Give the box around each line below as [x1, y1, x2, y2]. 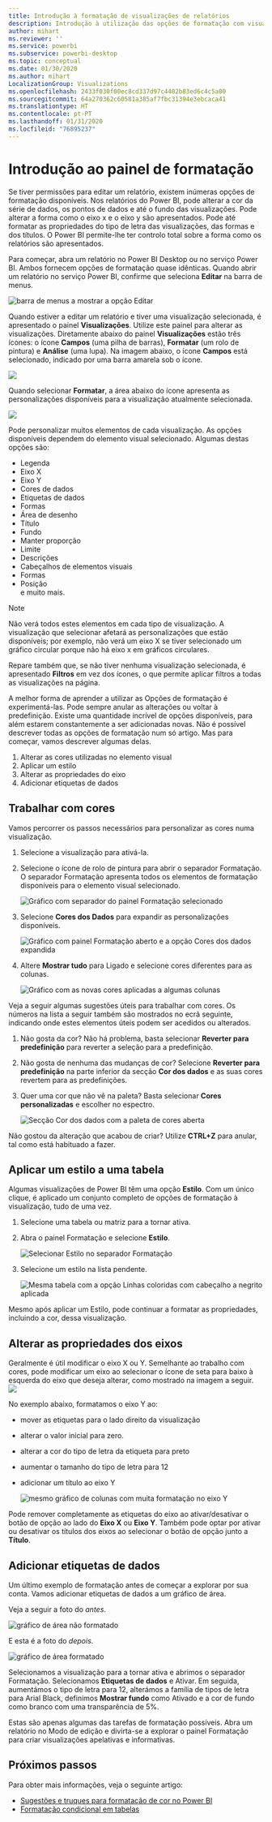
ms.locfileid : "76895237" [8, 125, 96, 133]
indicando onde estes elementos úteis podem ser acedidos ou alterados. [8, 1017, 251, 1027]
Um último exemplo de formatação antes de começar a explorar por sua [8, 1579, 249, 1590]
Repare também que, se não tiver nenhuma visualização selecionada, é [8, 660, 246, 670]
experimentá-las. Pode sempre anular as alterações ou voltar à [8, 702, 219, 711]
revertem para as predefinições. [19, 1075, 128, 1085]
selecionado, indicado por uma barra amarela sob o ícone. [8, 355, 203, 364]
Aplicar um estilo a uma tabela [8, 1162, 164, 1176]
